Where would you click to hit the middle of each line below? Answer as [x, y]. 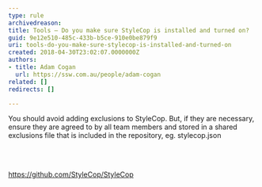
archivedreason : [35, 23]
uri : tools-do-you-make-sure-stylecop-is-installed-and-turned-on [120, 45]
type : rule [26, 15]
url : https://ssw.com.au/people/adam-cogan [88, 74]
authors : [23, 60]
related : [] [28, 82]
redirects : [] [32, 89]
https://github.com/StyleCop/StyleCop [71, 174]
